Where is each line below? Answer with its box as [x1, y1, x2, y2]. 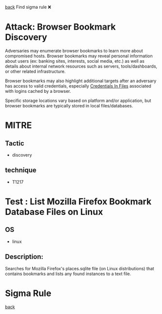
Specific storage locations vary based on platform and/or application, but [5, 97, 151, 104]
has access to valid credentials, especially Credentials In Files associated [5, 83, 151, 89]
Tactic [5, 139, 24, 147]
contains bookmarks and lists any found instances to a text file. [5, 271, 131, 277]
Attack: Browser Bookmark [5, 21, 116, 33]
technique [5, 166, 37, 174]
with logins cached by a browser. [5, 88, 71, 94]
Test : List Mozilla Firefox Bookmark [5, 196, 152, 207]
